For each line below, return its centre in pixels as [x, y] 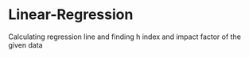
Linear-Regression [71, 15]
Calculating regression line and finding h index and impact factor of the [124, 37]
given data [25, 44]
